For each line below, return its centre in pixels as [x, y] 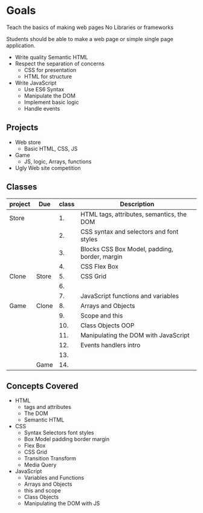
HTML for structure [48, 76]
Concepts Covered [42, 386]
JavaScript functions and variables [130, 296]
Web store [28, 142]
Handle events [42, 108]
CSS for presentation [50, 70]
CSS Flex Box [100, 266]
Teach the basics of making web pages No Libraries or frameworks [90, 27]
